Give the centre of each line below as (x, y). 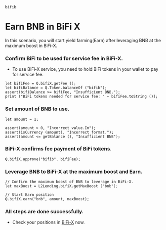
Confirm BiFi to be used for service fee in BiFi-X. (64, 58)
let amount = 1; (22, 119)
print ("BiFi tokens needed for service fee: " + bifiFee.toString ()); (82, 96)
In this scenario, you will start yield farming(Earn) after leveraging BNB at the (83, 40)
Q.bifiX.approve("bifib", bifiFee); (43, 159)
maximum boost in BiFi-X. (31, 46)
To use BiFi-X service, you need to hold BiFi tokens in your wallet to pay (85, 69)
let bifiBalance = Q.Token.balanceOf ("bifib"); (56, 88)
